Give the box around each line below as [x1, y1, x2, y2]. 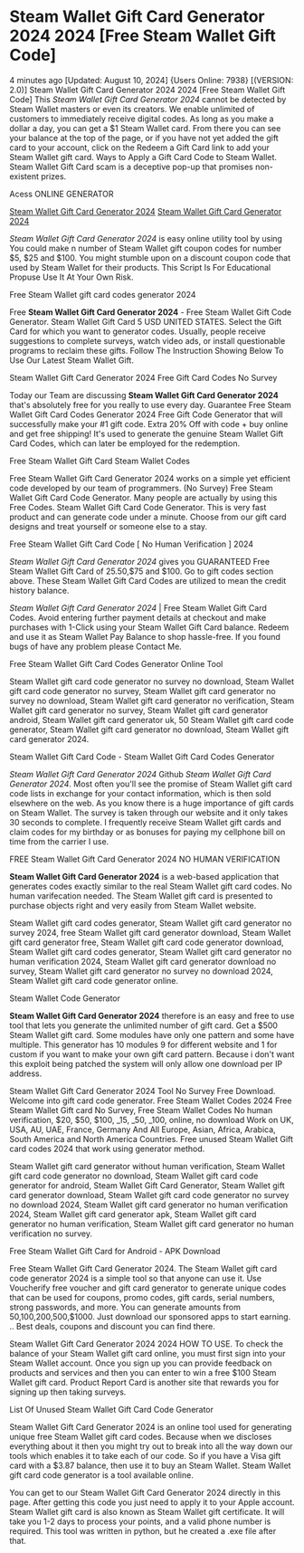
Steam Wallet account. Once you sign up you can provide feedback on [9, 1358, 272, 1368]
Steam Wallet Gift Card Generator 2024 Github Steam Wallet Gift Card [9, 768, 271, 779]
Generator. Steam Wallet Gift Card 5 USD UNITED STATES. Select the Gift [9, 316, 282, 327]
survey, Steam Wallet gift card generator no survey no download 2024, [9, 966, 273, 977]
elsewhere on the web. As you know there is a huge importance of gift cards [9, 797, 294, 808]
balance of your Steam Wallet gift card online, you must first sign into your [9, 1348, 286, 1358]
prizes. [40, 170, 67, 182]
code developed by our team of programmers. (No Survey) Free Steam [9, 482, 273, 493]
